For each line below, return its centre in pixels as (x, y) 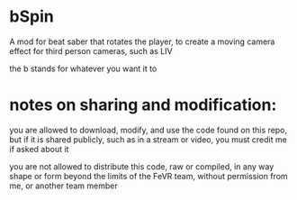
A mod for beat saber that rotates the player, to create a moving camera (142, 41)
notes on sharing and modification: (143, 105)
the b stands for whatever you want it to (83, 68)
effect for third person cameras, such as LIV (91, 50)
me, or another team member (64, 186)
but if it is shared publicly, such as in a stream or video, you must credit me (148, 139)
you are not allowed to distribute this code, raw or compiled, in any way (142, 166)
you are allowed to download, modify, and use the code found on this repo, (148, 130)
